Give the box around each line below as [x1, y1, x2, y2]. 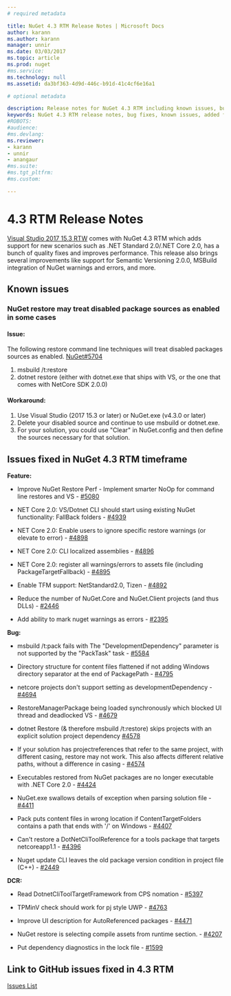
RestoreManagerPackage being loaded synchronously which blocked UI [16, 704, 222, 712]
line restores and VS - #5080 [16, 492, 100, 500]
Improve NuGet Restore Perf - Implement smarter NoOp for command [16, 485, 214, 494]
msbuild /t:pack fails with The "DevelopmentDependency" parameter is [16, 642, 219, 650]
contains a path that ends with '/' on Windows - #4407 [16, 822, 173, 831]
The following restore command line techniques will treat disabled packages [7, 345, 223, 354]
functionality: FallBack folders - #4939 [16, 513, 126, 521]
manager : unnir [7, 42, 51, 49]
